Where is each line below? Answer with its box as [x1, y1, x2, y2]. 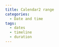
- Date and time [9, 16, 43, 21]
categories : [5, 12, 30, 17]
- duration [9, 35, 32, 40]
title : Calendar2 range [5, 7, 55, 12]
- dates [9, 25, 26, 30]
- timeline [9, 30, 32, 35]
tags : [5, 21, 16, 26]
